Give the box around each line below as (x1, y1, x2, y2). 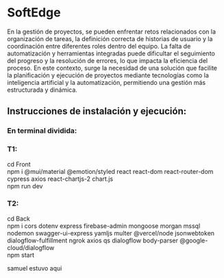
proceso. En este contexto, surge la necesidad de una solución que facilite (7, 64, 218, 72)
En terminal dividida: (7, 126, 77, 136)
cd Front (7, 160, 31, 168)
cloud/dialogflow (7, 243, 55, 251)
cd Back (7, 214, 31, 223)
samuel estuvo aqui (7, 264, 62, 272)
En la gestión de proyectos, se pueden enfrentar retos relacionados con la (7, 27, 216, 36)
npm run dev (7, 181, 43, 190)
